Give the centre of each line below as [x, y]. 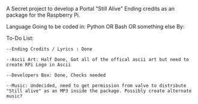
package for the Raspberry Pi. [43, 15]
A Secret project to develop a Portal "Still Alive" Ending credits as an [91, 9]
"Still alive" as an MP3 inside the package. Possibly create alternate [99, 91]
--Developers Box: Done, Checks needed [56, 75]
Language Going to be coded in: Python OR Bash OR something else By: [95, 27]
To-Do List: [20, 38]
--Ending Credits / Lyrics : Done [49, 49]
